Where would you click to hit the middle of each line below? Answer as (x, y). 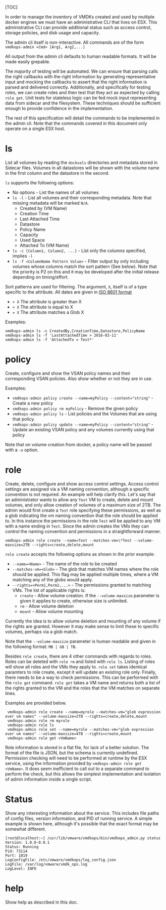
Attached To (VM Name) (44, 245)
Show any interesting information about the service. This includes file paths (82, 813)
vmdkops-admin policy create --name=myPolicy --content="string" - (83, 397)
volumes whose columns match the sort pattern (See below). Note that (84, 266)
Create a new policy (33, 403)
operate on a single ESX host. (35, 129)
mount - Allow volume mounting (51, 611)
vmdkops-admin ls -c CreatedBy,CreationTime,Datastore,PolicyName (75, 331)
